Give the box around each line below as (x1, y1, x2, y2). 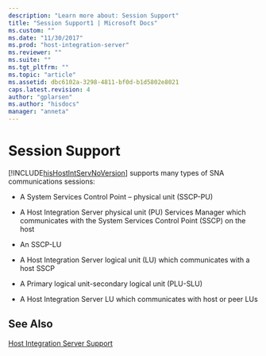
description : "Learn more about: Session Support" (8, 11, 179, 20)
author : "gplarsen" (8, 93, 73, 101)
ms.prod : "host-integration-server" (8, 41, 129, 49)
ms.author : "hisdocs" (8, 100, 80, 108)
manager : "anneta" (8, 108, 69, 116)
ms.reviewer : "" (8, 48, 62, 56)
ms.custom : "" (8, 26, 56, 34)
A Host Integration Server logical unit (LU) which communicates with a (19, 255, 250, 265)
